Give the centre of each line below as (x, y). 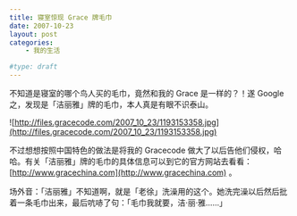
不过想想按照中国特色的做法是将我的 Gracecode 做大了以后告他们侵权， (142, 150)
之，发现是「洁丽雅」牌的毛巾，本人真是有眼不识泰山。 (111, 104)
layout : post (34, 34)
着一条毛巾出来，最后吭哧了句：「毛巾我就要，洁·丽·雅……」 (119, 203)
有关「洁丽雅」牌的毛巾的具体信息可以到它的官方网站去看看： (138, 161)
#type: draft (34, 67)
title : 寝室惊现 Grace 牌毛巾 (61, 17)
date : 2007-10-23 (42, 26)
